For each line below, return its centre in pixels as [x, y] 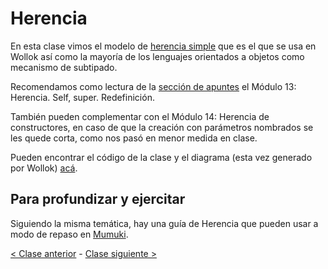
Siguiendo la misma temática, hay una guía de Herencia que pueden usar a [164, 223]
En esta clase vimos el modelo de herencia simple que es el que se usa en [163, 46]
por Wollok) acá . [44, 168]
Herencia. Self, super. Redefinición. [82, 97]
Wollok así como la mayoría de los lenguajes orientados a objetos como [157, 56]
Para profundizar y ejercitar [98, 199]
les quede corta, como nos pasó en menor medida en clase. [134, 138]
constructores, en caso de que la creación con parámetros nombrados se [162, 127]
